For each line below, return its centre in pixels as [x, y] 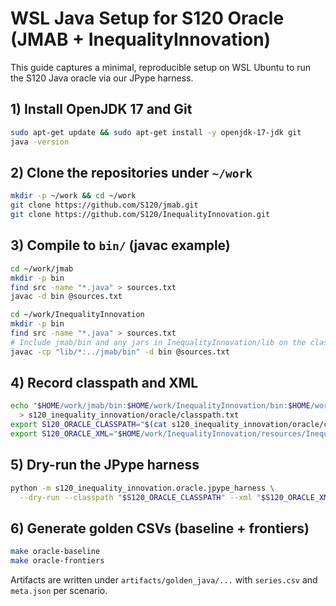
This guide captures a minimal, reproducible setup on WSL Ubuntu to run [161, 67]
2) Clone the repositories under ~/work [131, 172]
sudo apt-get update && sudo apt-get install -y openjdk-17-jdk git [156, 132]
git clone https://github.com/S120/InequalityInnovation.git [140, 215]
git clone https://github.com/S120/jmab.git [104, 205]
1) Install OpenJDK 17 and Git [101, 109]
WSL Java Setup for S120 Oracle [147, 18]
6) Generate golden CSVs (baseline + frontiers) [160, 528]
